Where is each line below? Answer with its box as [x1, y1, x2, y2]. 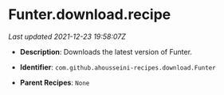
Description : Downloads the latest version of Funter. [19, 47, 193, 56]
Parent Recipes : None [19, 78, 90, 87]
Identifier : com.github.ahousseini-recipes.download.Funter [19, 62, 217, 72]
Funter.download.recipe [8, 6, 171, 24]
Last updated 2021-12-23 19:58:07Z [8, 32, 126, 41]
